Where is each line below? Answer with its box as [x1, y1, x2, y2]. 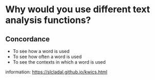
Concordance [5, 35, 50, 43]
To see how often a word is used [12, 54, 82, 60]
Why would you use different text [5, 4, 150, 15]
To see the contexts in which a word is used [12, 59, 106, 65]
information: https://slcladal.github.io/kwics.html [5, 69, 108, 75]
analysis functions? [5, 14, 91, 26]
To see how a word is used [12, 48, 70, 54]
